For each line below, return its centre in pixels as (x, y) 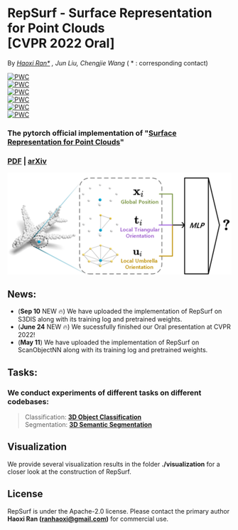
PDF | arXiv (27, 161)
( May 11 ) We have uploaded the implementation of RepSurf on (108, 342)
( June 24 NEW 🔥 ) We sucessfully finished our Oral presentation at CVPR (124, 327)
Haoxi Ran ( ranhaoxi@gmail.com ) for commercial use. (88, 519)
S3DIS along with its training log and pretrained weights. (100, 319)
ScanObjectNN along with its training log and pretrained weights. (113, 350)
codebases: (28, 401)
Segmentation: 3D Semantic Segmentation (88, 425)
